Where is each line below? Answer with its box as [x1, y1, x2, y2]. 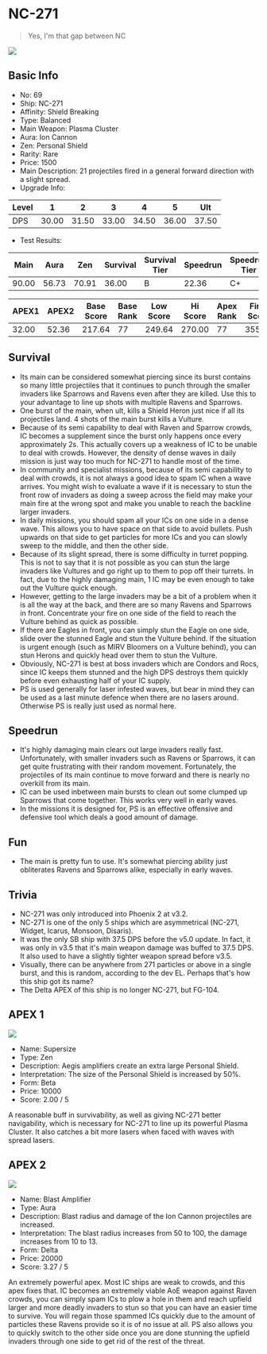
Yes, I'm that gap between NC [27, 31, 126, 41]
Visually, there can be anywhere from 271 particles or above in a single [19, 960, 252, 969]
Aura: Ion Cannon [19, 132, 78, 141]
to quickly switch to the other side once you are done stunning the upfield [8, 1328, 250, 1337]
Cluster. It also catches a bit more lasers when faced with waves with [8, 1127, 234, 1136]
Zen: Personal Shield [19, 141, 88, 150]
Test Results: [19, 235, 62, 245]
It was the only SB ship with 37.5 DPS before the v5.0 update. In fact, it [19, 935, 251, 943]
